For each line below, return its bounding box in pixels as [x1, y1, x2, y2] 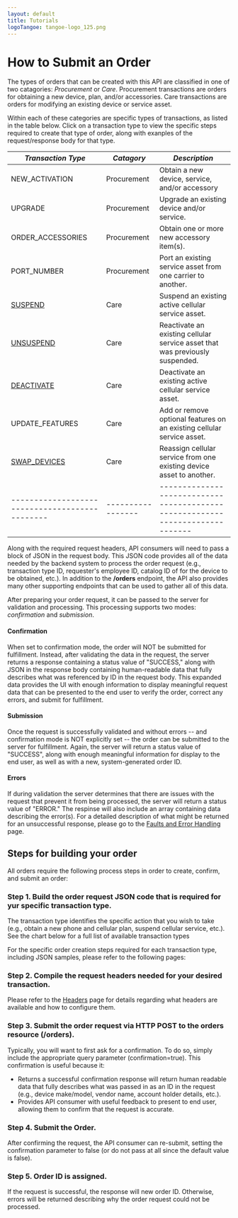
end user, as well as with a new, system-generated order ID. [7, 757, 182, 766]
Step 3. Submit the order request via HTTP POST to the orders [7, 1021, 225, 1031]
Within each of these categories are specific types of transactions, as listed [7, 114, 228, 123]
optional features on [159, 414, 227, 424]
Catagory [113, 153, 147, 163]
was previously [159, 347, 210, 357]
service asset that [159, 338, 219, 348]
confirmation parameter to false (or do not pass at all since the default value [7, 1146, 229, 1154]
